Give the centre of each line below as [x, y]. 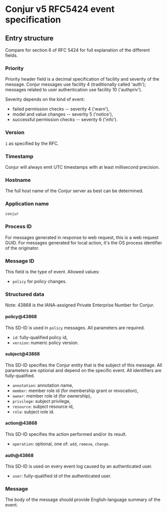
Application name [27, 204]
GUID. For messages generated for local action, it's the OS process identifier [84, 243]
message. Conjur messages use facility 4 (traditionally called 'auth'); [76, 84]
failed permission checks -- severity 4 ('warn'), [61, 109]
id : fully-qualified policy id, [40, 337]
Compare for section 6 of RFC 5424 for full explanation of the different [78, 50]
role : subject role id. [33, 411]
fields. [12, 55]
